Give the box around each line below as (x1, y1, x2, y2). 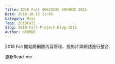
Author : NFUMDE (5, 30, 36, 34)
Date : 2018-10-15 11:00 (5, 12, 53, 16)
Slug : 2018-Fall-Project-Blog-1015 (5, 25, 77, 30)
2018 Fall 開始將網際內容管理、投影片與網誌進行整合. (5, 44, 111, 49)
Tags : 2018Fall (5, 20, 36, 26)
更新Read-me (5, 54, 33, 60)
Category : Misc (5, 16, 36, 21)
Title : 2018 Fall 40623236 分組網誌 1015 (5, 7, 87, 12)
